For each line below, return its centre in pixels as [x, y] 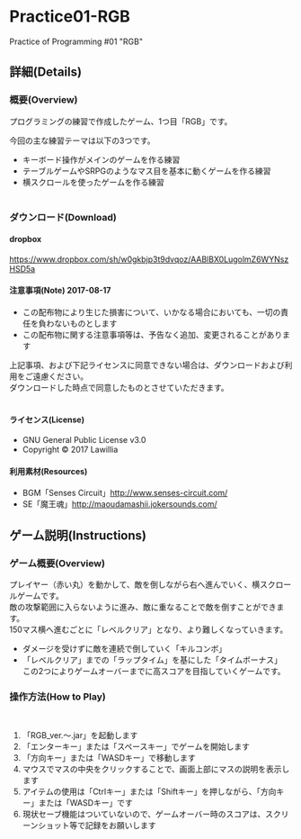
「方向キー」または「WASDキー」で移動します [109, 758]
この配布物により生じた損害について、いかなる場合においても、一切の [151, 311]
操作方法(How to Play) [58, 697]
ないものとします [85, 323]
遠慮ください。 [60, 376]
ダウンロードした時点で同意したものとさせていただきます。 [119, 387]
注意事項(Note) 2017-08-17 [60, 291]
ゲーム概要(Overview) [58, 563]
